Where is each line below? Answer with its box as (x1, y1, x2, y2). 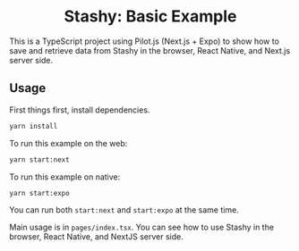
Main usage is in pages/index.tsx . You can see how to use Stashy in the (9, 222, 275, 233)
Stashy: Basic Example (64, 6, 237, 27)
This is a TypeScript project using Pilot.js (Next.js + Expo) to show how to (9, 36, 280, 46)
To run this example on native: (9, 172, 121, 182)
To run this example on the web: (9, 138, 128, 148)
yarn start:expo (9, 188, 70, 197)
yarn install (9, 121, 58, 130)
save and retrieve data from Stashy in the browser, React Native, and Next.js (9, 45, 291, 55)
